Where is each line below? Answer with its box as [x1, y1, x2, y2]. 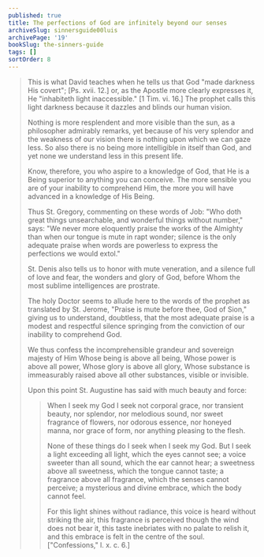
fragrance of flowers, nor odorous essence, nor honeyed [46, 417, 232, 427]
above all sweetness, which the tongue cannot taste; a [46, 466, 225, 476]
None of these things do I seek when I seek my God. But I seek [46, 441, 251, 450]
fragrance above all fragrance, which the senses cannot [46, 474, 229, 484]
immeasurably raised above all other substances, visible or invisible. [27, 370, 249, 379]
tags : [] [8, 48, 37, 56]
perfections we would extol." [27, 249, 121, 258]
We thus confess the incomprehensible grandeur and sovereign [27, 345, 234, 354]
